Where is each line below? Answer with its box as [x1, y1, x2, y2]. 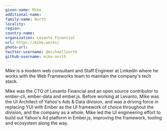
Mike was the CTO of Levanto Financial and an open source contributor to [5, 88, 158, 94]
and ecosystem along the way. [5, 120, 69, 126]
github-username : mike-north [5, 54, 66, 59]
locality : [5, 21, 26, 27]
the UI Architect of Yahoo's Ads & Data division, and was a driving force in [5, 99, 158, 105]
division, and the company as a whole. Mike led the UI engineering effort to [5, 109, 161, 115]
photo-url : [5, 45, 28, 50]
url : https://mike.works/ [5, 40, 59, 45]
